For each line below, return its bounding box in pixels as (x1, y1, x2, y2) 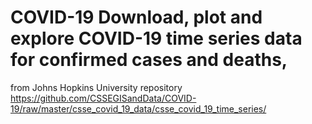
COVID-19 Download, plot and (10, 6, 263, 29)
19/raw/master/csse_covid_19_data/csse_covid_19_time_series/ (10, 102, 267, 115)
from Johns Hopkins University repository (10, 81, 183, 93)
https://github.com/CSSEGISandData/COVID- (10, 92, 197, 104)
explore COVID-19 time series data (10, 27, 303, 50)
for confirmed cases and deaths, (10, 49, 288, 71)
